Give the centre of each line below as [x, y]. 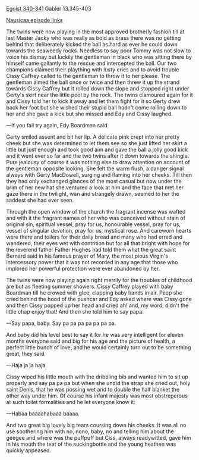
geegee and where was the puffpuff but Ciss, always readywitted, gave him [99, 438]
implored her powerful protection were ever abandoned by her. [83, 268]
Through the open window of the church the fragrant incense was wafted [96, 212]
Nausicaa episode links [34, 20]
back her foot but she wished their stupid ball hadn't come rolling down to [97, 107]
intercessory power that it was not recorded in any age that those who [92, 262]
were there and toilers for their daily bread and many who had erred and [94, 237]
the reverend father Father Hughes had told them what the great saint [91, 250]
